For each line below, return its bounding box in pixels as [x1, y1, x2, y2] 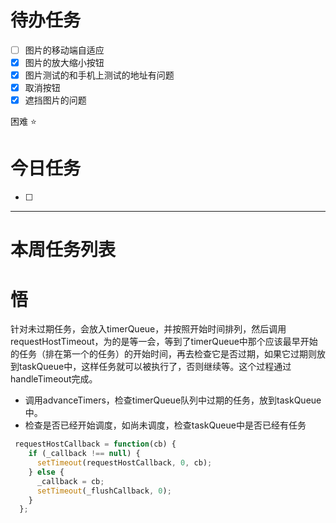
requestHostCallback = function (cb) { [14, 439, 177, 450]
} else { [28, 467, 65, 477]
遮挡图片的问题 [24, 94, 87, 106]
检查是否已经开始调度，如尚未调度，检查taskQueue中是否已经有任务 [24, 419, 307, 431]
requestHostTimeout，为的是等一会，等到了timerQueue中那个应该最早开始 [10, 336, 318, 348]
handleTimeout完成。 [10, 373, 98, 385]
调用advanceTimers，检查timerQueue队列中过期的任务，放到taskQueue [24, 394, 322, 406]
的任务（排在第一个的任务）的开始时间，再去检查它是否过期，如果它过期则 [10, 348, 317, 360]
